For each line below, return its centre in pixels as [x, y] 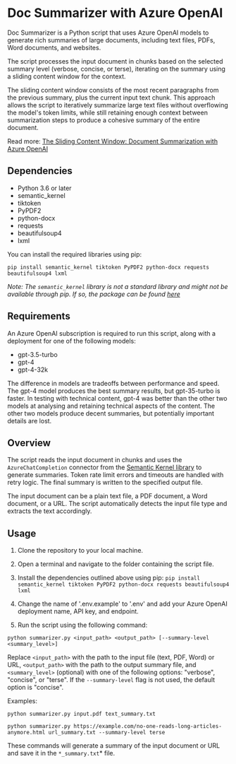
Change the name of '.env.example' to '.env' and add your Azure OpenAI [122, 604]
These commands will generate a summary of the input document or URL [114, 746]
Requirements [39, 316]
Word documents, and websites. [54, 47]
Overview [29, 443]
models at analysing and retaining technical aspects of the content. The [111, 406]
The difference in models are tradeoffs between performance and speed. [113, 383]
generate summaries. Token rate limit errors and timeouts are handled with [116, 475]
